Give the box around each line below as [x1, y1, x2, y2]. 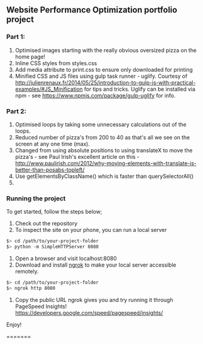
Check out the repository [15, 220, 78, 227]
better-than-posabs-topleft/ [15, 166, 85, 173]
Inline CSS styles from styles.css [15, 59, 97, 66]
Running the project [6, 194, 66, 203]
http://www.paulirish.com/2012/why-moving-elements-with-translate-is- [15, 160, 197, 167]
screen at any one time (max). [15, 140, 90, 147]
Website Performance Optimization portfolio [6, 5, 178, 15]
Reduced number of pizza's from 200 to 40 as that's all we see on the [15, 133, 190, 141]
